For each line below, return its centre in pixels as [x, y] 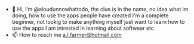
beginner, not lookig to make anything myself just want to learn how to [98, 22]
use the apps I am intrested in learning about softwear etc [83, 28]
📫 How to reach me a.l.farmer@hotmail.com [67, 35]
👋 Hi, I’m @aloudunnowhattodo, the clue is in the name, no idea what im [100, 9]
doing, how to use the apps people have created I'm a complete [90, 15]
